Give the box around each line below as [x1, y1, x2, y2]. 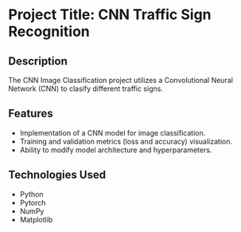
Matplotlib [19, 214, 53, 224]
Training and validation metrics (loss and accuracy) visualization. [19, 136, 233, 146]
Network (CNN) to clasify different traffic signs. [8, 84, 163, 93]
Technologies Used [8, 168, 106, 182]
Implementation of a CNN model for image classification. [19, 128, 206, 137]
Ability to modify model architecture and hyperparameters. [19, 145, 212, 155]
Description [8, 54, 68, 68]
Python [19, 189, 44, 199]
